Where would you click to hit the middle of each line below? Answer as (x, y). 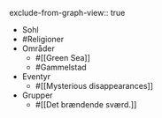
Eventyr (36, 77)
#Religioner (43, 39)
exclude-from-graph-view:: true (67, 13)
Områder (38, 48)
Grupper (37, 95)
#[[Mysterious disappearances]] (94, 86)
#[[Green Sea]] (63, 58)
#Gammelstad (61, 67)
